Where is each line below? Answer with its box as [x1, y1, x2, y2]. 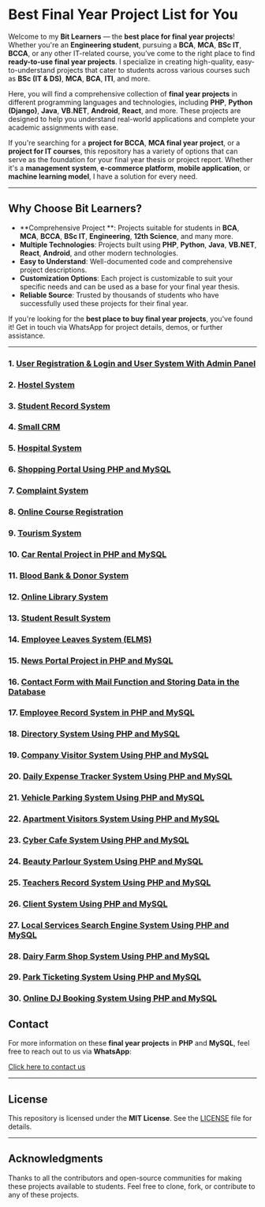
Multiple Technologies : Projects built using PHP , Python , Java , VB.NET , [19, 240, 257, 249]
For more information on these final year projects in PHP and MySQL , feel [8, 1039, 250, 1048]
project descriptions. [19, 265, 88, 274]
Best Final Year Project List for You [8, 6, 238, 24]
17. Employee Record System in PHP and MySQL [8, 707, 195, 718]
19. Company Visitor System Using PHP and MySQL [8, 750, 209, 761]
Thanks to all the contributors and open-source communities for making [8, 1173, 242, 1182]
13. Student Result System [8, 612, 111, 623]
